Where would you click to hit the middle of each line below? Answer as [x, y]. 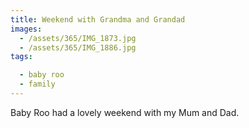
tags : [21, 57]
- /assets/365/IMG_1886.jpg [78, 47]
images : [26, 29]
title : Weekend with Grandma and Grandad [98, 19]
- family [37, 84]
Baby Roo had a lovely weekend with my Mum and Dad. [125, 112]
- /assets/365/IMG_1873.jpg [78, 38]
